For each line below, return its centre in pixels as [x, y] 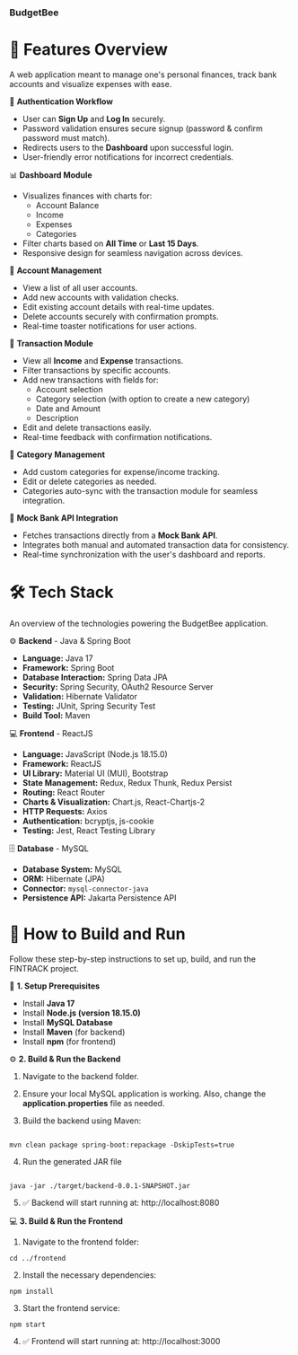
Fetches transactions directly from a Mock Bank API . [120, 535]
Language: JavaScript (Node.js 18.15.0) [95, 754]
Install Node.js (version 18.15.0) [81, 1013]
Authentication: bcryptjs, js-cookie [88, 821]
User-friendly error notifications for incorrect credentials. [128, 157]
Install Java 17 [48, 1003]
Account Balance [67, 205]
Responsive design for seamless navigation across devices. [133, 252]
